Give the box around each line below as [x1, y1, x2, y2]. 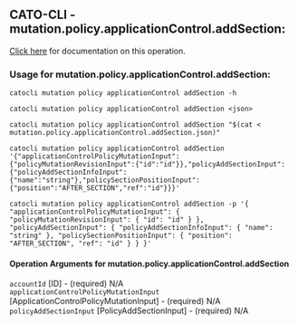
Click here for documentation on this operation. [9, 45, 186, 56]
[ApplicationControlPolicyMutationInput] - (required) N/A [9, 296, 221, 307]
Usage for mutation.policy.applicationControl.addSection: [9, 68, 272, 81]
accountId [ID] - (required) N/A [9, 278, 124, 289]
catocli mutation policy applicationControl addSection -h [9, 89, 237, 98]
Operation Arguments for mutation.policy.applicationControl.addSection [9, 258, 290, 269]
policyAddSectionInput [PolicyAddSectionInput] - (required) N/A [9, 305, 249, 316]
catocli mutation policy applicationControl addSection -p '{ [9, 199, 249, 209]
